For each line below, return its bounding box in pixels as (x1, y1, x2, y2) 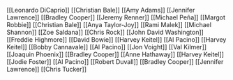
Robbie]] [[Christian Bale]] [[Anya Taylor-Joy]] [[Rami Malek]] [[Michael (6, 21, 212, 29)
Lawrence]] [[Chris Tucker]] (6, 65, 87, 73)
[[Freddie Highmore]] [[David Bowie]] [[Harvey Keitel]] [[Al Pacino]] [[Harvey (6, 35, 227, 44)
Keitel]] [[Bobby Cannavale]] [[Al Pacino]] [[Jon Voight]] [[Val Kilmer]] (6, 43, 207, 51)
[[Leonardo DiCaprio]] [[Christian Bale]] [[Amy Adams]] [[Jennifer (6, 6, 195, 14)
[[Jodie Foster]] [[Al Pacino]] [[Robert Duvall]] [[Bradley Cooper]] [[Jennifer (6, 58, 224, 65)
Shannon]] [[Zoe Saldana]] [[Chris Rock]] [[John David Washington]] (6, 28, 204, 36)
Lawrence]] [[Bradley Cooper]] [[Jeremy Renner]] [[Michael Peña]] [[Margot (6, 13, 226, 22)
